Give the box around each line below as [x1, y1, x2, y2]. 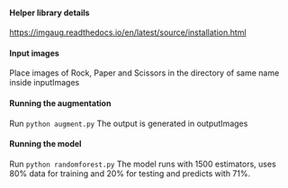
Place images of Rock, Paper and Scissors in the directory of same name [9, 67, 280, 78]
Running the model [9, 139, 82, 149]
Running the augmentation [9, 98, 112, 108]
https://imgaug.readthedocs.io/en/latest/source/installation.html [9, 27, 247, 38]
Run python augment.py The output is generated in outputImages [9, 118, 248, 129]
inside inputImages [9, 77, 80, 88]
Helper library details [9, 7, 90, 18]
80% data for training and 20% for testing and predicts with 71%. [9, 167, 251, 179]
